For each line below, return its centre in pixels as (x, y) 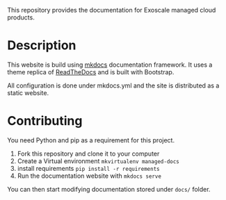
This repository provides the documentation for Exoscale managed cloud (112, 10)
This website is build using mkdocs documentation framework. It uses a (110, 65)
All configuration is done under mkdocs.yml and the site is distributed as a (113, 85)
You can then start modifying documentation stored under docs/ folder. (109, 189)
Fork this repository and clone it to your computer (88, 153)
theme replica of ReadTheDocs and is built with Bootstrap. (91, 72)
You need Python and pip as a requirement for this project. (91, 140)
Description (42, 45)
